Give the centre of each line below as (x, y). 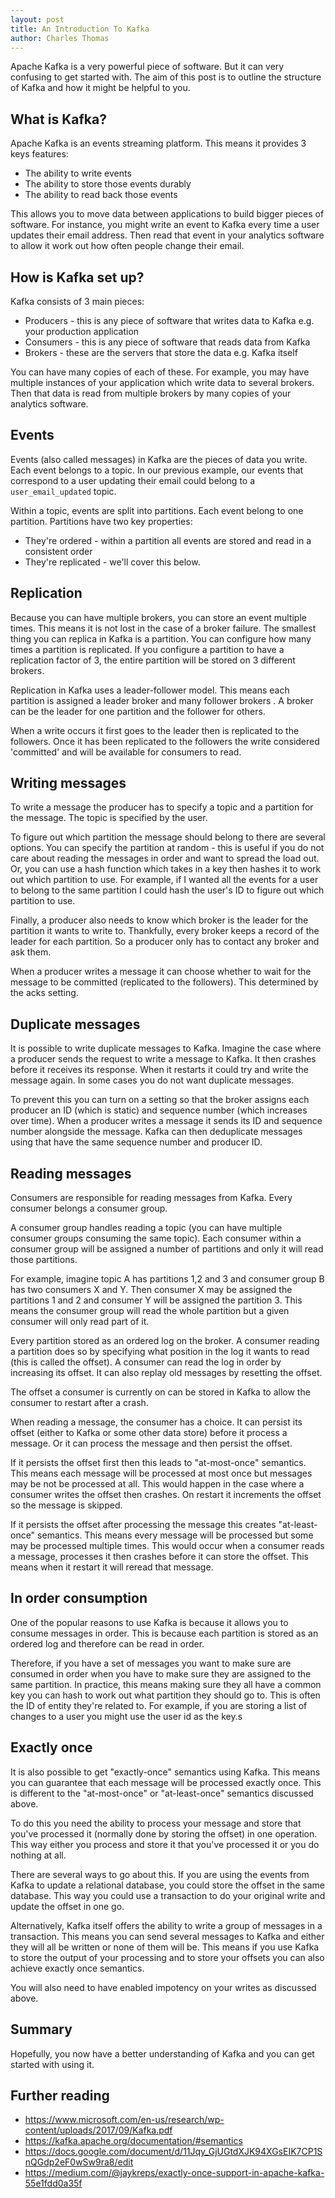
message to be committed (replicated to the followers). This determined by (164, 982)
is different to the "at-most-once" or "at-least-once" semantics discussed (162, 1793)
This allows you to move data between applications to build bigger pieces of (167, 214)
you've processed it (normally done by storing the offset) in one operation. (164, 1833)
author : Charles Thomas (60, 38)
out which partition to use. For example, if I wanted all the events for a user (164, 880)
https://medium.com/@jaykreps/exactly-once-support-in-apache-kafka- (174, 2173)
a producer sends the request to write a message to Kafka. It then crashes (163, 1059)
